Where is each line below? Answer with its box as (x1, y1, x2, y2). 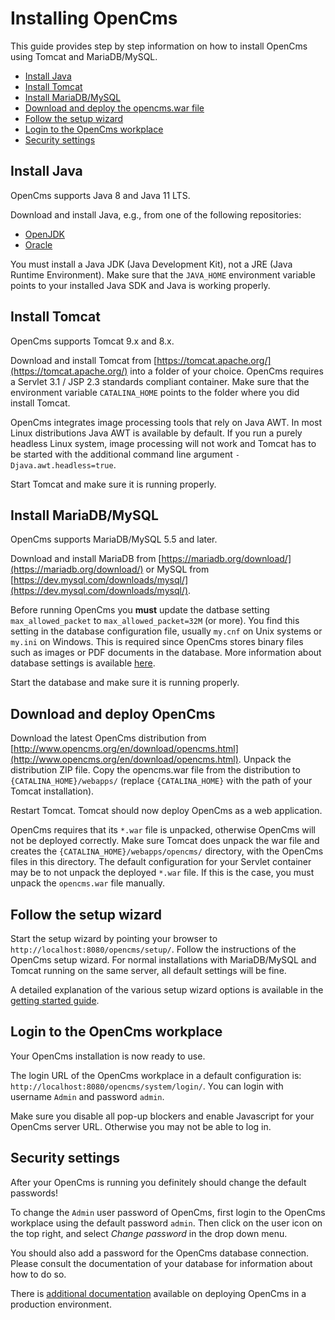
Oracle (24, 238, 53, 251)
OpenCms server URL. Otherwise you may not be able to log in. (10, 1120, 272, 1132)
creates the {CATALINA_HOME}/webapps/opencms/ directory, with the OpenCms (10, 845, 324, 857)
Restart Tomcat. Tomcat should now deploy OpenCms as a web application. (10, 805, 323, 817)
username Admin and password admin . (10, 1090, 165, 1102)
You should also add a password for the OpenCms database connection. (10, 1247, 310, 1259)
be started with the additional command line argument (10, 448, 233, 460)
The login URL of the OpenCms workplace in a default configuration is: (10, 1069, 302, 1081)
